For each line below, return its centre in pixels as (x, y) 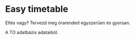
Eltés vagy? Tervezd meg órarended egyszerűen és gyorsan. (68, 23)
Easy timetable (37, 9)
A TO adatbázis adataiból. (32, 32)
